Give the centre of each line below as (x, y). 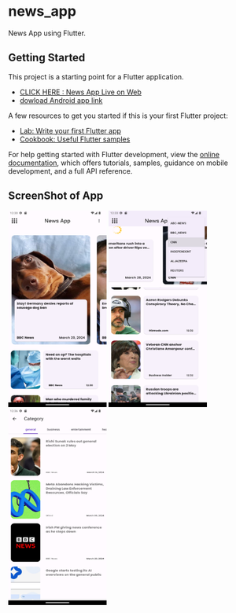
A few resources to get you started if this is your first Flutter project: (118, 116)
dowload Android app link (61, 100)
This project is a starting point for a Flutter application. (96, 76)
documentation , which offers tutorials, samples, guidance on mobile (118, 163)
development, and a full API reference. (70, 171)
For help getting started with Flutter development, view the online (114, 154)
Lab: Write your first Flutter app (70, 130)
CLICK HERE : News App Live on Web (80, 92)
